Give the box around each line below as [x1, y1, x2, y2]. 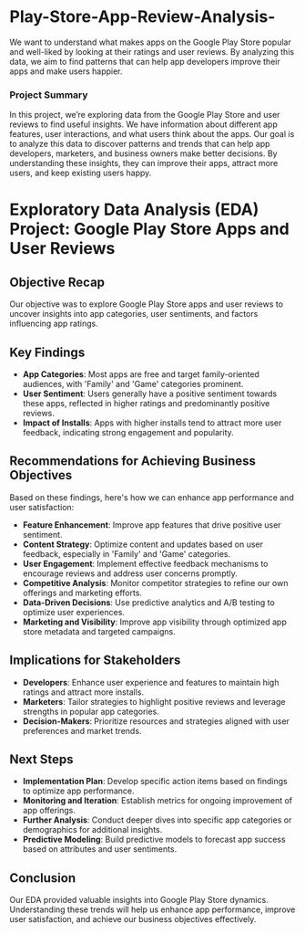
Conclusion [9, 870, 76, 886]
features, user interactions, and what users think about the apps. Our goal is [9, 129, 295, 140]
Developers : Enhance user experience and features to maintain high [22, 677, 280, 687]
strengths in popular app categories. [22, 706, 159, 717]
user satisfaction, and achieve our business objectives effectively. [9, 914, 257, 925]
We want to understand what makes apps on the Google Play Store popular [9, 37, 291, 47]
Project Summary [9, 89, 88, 101]
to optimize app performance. [22, 785, 135, 796]
